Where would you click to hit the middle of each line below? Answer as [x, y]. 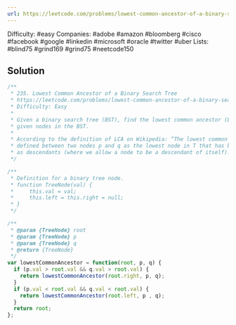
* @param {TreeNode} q [44, 243]
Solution [26, 71]
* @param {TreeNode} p [44, 236]
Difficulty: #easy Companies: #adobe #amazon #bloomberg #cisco [104, 34]
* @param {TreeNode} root [48, 230]
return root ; [33, 309]
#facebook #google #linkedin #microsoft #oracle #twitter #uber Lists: [108, 41]
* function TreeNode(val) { [51, 185]
